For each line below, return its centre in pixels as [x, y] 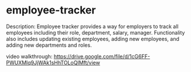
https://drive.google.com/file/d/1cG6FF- [102, 56]
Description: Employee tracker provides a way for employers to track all [92, 26]
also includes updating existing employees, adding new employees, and [93, 39]
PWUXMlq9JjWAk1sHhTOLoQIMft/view [53, 63]
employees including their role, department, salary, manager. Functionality [95, 32]
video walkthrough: [29, 56]
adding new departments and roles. [49, 45]
